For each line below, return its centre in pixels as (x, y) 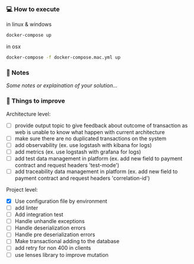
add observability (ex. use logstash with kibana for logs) (83, 145)
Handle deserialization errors (50, 228)
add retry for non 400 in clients (53, 248)
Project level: (22, 190)
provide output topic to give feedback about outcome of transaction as (101, 125)
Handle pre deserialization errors (55, 235)
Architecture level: (28, 114)
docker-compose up (29, 35)
